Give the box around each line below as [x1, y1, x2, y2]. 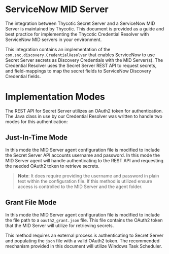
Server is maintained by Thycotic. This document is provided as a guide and [5, 25, 164, 31]
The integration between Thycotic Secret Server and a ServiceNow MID [5, 20, 155, 26]
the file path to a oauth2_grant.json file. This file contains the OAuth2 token [5, 217, 163, 223]
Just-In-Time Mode [5, 133, 68, 142]
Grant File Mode [5, 198, 57, 207]
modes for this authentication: [5, 118, 68, 125]
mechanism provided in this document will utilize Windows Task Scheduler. [5, 243, 162, 249]
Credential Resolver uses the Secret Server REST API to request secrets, [5, 62, 157, 68]
